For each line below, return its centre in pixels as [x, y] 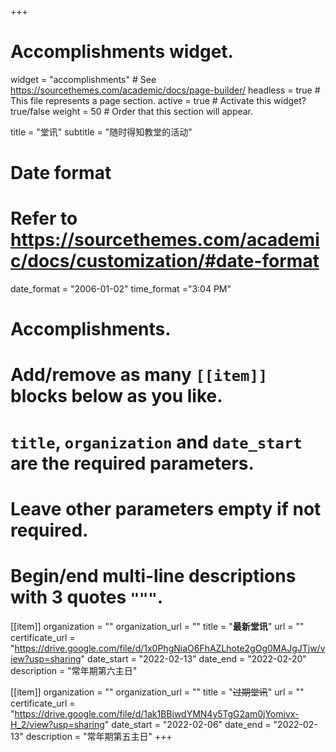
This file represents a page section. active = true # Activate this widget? [158, 100]
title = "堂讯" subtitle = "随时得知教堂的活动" [101, 132]
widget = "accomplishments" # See [83, 79]
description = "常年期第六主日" [74, 670]
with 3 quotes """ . [87, 597]
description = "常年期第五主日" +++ [99, 736]
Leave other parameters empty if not [166, 508]
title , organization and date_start [156, 442]
